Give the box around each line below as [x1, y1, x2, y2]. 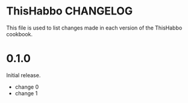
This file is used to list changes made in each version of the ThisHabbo [6, 24, 183, 31]
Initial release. [6, 71, 41, 79]
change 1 [14, 89, 38, 97]
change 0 [14, 83, 39, 90]
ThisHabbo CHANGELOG [6, 4, 133, 18]
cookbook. [6, 30, 33, 37]
